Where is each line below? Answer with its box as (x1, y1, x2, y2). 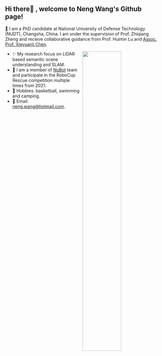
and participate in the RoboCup (12, 72, 76, 78)
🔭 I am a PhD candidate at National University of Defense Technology (5, 26, 146, 31)
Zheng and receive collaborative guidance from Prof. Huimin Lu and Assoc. (5, 36, 157, 42)
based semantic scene (12, 56, 58, 62)
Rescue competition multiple (12, 77, 70, 83)
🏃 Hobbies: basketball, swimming (12, 88, 80, 93)
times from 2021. (12, 82, 47, 89)
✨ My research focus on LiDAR (12, 51, 75, 57)
